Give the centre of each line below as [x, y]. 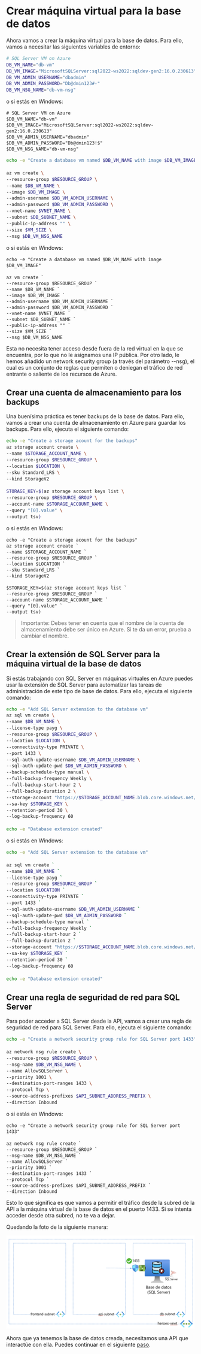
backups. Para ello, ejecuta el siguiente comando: [68, 429]
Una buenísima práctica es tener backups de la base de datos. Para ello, [95, 416]
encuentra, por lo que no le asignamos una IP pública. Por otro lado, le [93, 355]
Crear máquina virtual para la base [94, 11]
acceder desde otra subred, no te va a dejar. [61, 1215]
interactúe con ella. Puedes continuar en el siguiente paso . [78, 1344]
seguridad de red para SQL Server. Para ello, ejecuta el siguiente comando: [99, 1027]
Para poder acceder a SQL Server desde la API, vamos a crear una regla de [99, 1021]
